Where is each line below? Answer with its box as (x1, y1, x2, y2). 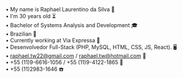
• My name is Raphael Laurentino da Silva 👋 (5, 6, 115, 13)
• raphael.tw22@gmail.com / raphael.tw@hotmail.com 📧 (5, 52, 147, 59)
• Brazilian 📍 (5, 30, 37, 37)
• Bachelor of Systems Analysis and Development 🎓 (5, 22, 138, 28)
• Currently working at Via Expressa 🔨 (5, 37, 101, 44)
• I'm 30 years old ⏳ (5, 13, 56, 19)
